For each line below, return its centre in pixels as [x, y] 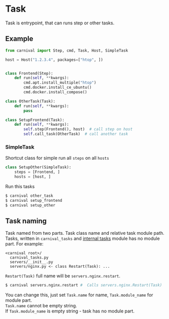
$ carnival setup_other [30, 205]
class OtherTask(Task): [30, 101]
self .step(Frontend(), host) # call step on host [78, 129]
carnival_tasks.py [29, 258]
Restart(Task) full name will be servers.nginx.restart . [63, 276]
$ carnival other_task [29, 196]
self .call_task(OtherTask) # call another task [76, 134]
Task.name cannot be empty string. [41, 306]
